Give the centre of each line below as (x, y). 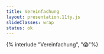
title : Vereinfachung (33, 11)
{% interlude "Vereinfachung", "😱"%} (52, 45)
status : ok (19, 28)
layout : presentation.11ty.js (43, 17)
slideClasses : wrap (30, 22)
